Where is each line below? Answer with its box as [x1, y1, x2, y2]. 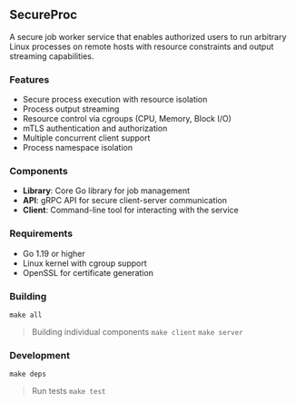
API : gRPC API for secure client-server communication [22, 195, 228, 206]
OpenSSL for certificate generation [22, 267, 154, 278]
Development [9, 349, 71, 361]
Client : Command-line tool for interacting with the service [22, 204, 239, 216]
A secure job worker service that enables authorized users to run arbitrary [9, 31, 287, 42]
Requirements [9, 227, 74, 240]
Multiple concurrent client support [22, 133, 151, 143]
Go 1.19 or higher [22, 248, 85, 259]
